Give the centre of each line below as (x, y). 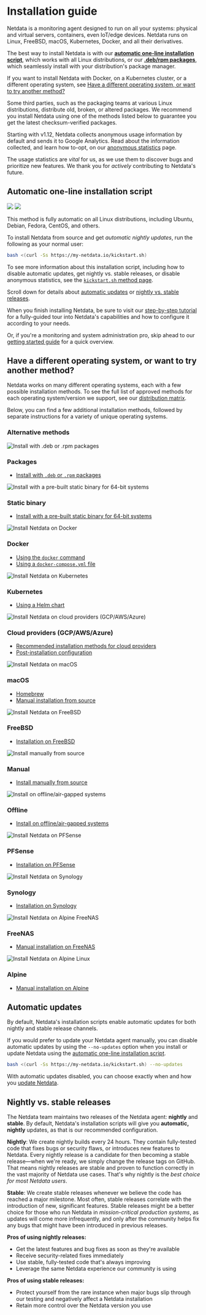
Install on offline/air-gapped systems (62, 823)
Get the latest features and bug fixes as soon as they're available (98, 1249)
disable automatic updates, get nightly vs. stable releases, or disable (93, 273)
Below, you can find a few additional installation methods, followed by (95, 410)
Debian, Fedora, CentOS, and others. (53, 226)
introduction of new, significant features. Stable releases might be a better (101, 1206)
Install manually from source (51, 782)
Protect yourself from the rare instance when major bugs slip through (103, 1292)
